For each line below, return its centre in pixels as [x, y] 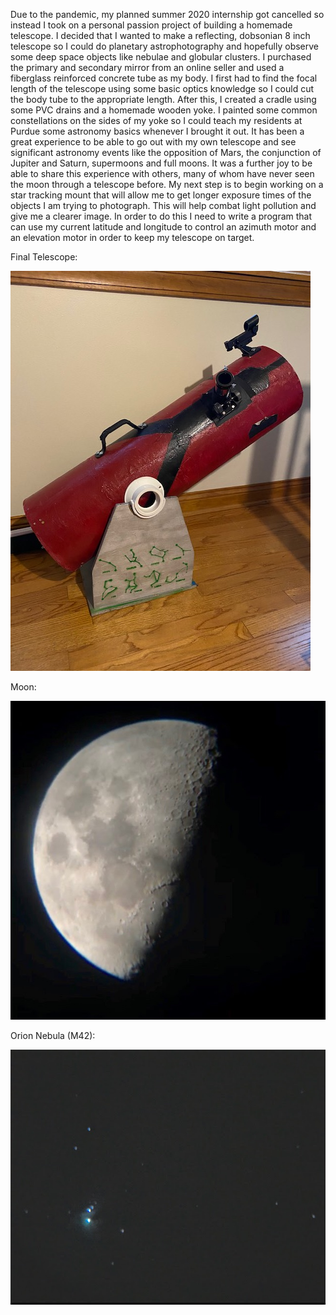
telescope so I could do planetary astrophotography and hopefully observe [165, 46]
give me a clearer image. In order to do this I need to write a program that [161, 216]
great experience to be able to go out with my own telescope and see [153, 142]
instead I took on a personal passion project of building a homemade [151, 25]
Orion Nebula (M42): [53, 1035]
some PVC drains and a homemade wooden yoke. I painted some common [164, 110]
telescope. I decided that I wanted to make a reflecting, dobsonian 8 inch [160, 35]
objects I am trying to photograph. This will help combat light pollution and [163, 205]
